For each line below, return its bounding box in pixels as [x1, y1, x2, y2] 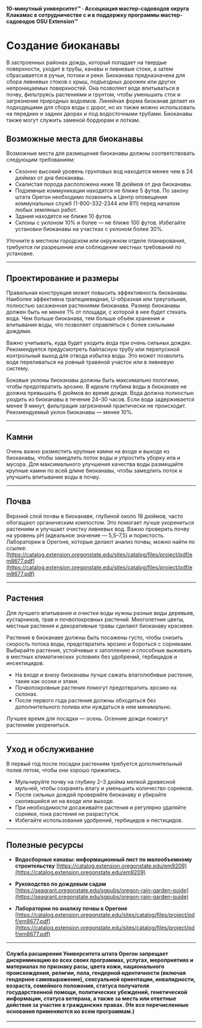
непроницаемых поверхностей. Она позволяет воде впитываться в [6, 84, 180, 92]
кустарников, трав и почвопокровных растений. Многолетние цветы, [6, 616, 185, 623]
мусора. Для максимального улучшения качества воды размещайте [6, 460, 183, 467]
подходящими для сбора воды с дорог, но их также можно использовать [6, 103, 195, 111]
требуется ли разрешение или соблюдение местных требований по [6, 244, 182, 251]
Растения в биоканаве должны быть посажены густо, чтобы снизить [6, 634, 183, 641]
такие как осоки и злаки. [14, 677, 79, 684]
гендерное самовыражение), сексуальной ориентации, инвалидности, [6, 976, 195, 983]
